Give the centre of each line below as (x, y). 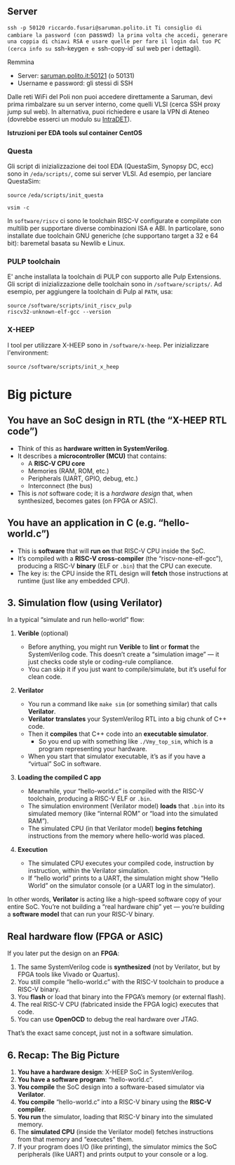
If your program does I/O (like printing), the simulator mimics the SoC (117, 1147)
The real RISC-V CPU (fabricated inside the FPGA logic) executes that (118, 1005)
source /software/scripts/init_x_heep (63, 367)
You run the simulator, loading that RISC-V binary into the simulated (115, 1116)
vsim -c (19, 208)
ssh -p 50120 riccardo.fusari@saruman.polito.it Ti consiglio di (105, 27)
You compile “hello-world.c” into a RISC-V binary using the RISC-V (114, 1102)
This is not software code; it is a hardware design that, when (105, 493)
